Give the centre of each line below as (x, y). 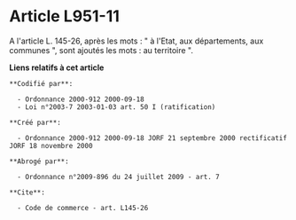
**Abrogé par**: (39, 161)
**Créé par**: (35, 122)
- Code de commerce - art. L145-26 (83, 208)
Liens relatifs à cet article (57, 67)
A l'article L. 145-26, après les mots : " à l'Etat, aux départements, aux (136, 41)
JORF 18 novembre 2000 (51, 145)
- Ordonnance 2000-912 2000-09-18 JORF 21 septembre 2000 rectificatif (152, 138)
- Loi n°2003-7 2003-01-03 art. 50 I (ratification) (117, 107)
